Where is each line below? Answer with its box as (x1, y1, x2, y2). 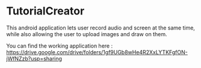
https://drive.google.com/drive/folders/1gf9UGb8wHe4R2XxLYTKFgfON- (6, 48, 188, 55)
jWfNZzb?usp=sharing (6, 55, 62, 62)
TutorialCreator (6, 4, 85, 18)
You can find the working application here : (6, 42, 113, 49)
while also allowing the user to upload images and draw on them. (6, 30, 167, 37)
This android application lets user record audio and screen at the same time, (6, 24, 196, 31)
